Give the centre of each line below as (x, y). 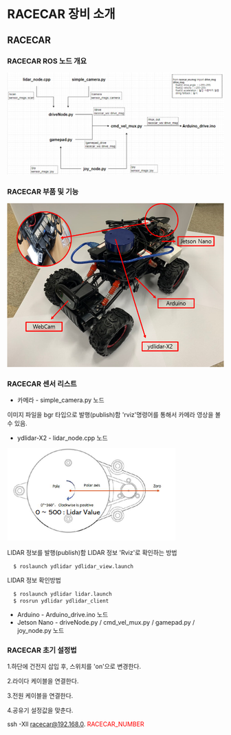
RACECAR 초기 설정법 (42, 650)
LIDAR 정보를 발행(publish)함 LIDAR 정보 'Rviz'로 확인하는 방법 (92, 553)
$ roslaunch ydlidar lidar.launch (63, 594)
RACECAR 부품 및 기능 (43, 192)
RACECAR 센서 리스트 (42, 383)
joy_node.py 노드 (41, 631)
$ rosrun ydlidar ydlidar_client (61, 601)
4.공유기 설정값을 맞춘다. (40, 710)
